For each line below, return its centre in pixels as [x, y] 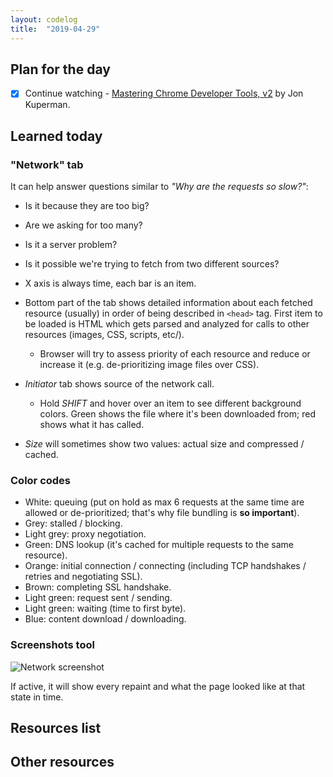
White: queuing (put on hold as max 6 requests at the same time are [164, 502]
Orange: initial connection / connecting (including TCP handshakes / [165, 566]
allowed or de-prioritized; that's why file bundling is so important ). [162, 513]
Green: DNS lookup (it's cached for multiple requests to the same [159, 545]
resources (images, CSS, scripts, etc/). [104, 335]
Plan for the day [60, 69]
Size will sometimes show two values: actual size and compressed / [164, 444]
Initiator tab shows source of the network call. [119, 384]
